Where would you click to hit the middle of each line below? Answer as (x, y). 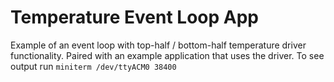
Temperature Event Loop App (135, 17)
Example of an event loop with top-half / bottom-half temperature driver (158, 45)
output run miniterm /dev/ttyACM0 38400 (93, 66)
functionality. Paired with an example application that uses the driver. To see (167, 55)
